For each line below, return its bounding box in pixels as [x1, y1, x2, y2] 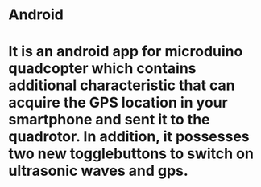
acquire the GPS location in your [8, 94, 228, 112]
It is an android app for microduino [8, 43, 243, 61]
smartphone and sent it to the [8, 111, 211, 129]
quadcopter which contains [8, 59, 197, 78]
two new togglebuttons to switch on [8, 144, 254, 163]
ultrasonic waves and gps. [8, 162, 189, 180]
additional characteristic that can [8, 76, 235, 95]
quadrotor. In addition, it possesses [8, 128, 250, 146]
